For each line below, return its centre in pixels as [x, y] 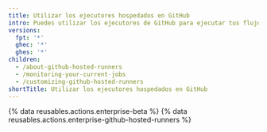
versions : [25, 30]
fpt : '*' [30, 38]
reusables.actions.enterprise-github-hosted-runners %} [100, 120]
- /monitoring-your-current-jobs [71, 74]
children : [25, 60]
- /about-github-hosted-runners [69, 67]
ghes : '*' [31, 52]
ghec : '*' [31, 45]
